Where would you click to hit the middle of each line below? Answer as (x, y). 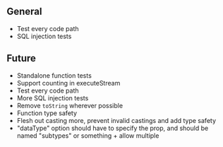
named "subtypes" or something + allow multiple (88, 135)
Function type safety (47, 113)
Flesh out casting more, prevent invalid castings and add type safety (116, 120)
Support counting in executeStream (68, 83)
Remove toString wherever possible (70, 105)
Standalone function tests (54, 75)
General (25, 12)
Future (22, 58)
